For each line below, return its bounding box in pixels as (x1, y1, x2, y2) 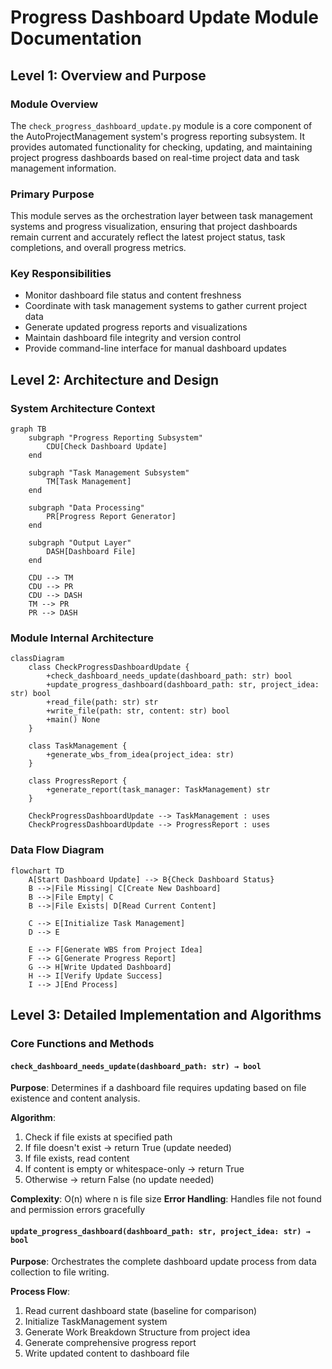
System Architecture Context (10, 401, 156, 415)
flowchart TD (10, 866, 65, 876)
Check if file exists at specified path (24, 1131, 173, 1143)
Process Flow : (10, 1286, 70, 1298)
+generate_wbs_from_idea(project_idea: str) (46, 750, 235, 760)
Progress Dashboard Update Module (10, 6, 320, 29)
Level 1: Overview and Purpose (10, 67, 207, 84)
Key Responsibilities (10, 267, 112, 281)
